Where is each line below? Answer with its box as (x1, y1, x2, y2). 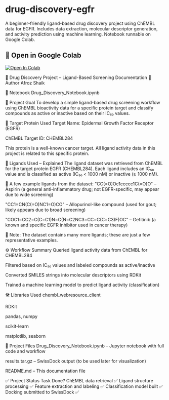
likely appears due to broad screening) (5, 207, 86, 213)
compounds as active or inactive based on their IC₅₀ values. (5, 110, 130, 116)
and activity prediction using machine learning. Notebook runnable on (5, 31, 151, 37)
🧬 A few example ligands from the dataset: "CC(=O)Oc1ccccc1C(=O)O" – (5, 181, 157, 187)
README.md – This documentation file (5, 368, 86, 374)
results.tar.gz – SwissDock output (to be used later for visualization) (5, 358, 147, 364)
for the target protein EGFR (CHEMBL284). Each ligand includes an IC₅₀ (5, 166, 154, 172)
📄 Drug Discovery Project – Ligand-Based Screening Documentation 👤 (5, 74, 152, 81)
